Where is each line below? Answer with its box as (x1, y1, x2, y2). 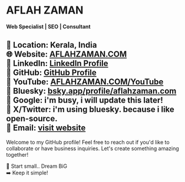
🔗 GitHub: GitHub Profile (6, 68, 97, 78)
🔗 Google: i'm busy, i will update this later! (6, 95, 163, 105)
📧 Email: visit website (6, 123, 86, 133)
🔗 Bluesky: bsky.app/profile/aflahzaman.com (6, 86, 177, 96)
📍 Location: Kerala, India (6, 40, 97, 50)
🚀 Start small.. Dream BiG (6, 163, 68, 170)
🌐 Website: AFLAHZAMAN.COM (6, 49, 127, 59)
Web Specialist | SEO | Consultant (6, 23, 91, 30)
